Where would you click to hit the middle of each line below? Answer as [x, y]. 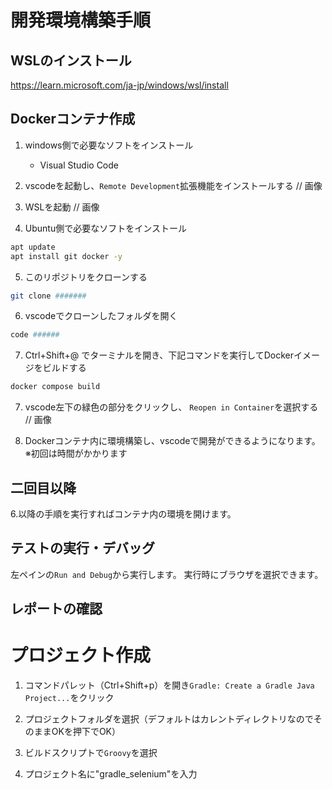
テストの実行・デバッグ [82, 548]
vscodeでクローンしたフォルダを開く [101, 316]
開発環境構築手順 [81, 20]
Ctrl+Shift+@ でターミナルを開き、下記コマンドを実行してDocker [159, 355]
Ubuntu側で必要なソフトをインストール [105, 228]
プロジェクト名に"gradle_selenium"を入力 [111, 774]
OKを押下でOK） [86, 732]
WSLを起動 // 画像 [62, 207]
